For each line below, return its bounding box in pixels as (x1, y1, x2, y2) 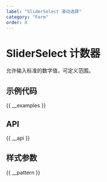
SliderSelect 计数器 (6, 46, 101, 60)
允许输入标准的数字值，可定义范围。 (6, 67, 94, 74)
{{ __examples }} (6, 102, 46, 109)
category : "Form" (6, 14, 49, 20)
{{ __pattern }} (6, 168, 41, 176)
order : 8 (6, 19, 28, 25)
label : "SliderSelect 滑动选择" (6, 8, 82, 15)
